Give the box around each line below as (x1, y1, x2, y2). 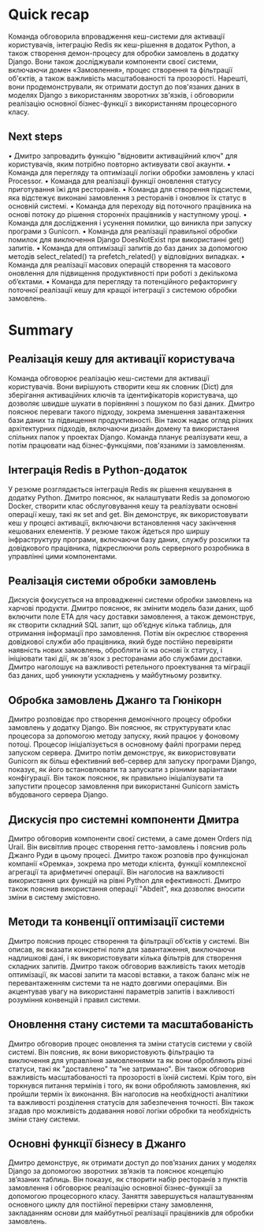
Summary (8, 321, 73, 339)
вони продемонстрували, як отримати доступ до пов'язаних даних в (8, 81, 240, 92)
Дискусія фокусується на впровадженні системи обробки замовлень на (8, 595, 252, 605)
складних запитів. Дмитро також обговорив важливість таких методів (8, 961, 246, 971)
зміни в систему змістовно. (8, 893, 101, 901)
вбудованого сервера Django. (8, 790, 109, 799)
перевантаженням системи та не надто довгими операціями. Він (8, 978, 227, 987)
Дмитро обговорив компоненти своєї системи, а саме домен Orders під (8, 834, 252, 843)
